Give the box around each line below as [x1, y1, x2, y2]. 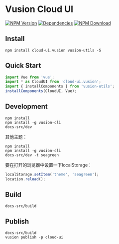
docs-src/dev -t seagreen [5, 152, 59, 157]
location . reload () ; [5, 176, 46, 181]
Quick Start [5, 61, 41, 70]
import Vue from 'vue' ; [5, 74, 55, 79]
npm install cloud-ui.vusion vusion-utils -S [5, 47, 101, 53]
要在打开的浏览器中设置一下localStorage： [5, 161, 92, 168]
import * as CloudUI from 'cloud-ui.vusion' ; [5, 79, 101, 84]
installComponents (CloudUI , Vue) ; [5, 88, 77, 93]
